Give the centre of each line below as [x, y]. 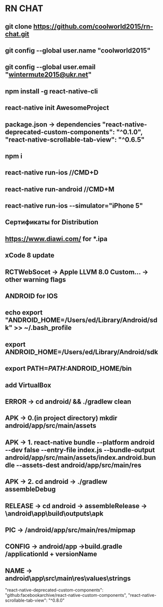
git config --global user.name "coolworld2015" [78, 50]
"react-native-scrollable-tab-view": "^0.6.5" [75, 139]
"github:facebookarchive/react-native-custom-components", [66, 595]
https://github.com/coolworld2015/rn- [93, 27]
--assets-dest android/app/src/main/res [79, 465]
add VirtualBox [28, 385]
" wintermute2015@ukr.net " [48, 75]
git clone [19, 27]
